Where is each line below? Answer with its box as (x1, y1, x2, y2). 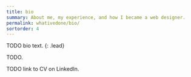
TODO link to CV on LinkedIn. (6, 66, 79, 73)
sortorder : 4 (6, 25, 39, 32)
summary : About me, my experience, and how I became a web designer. (6, 14, 186, 20)
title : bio (6, 8, 34, 15)
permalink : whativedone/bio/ (6, 20, 80, 26)
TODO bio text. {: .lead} (6, 42, 65, 49)
